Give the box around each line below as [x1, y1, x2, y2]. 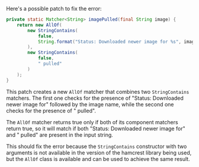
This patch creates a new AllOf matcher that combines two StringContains [6, 88, 190, 95]
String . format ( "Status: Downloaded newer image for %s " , [37, 39, 182, 45]
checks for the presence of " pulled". [6, 107, 97, 114]
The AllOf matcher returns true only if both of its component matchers [6, 118, 179, 125]
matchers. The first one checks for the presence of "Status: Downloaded [6, 94, 184, 102]
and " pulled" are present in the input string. [6, 131, 114, 138]
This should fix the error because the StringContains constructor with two [6, 143, 187, 150]
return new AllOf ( [17, 22, 62, 28]
